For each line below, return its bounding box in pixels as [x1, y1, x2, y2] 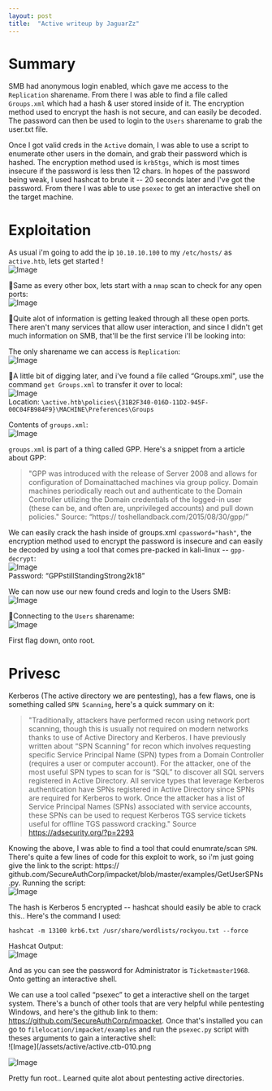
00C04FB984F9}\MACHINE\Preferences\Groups [8, 406, 154, 414]
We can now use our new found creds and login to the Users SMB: [8, 587, 231, 596]
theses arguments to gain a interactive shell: [8, 1033, 157, 1043]
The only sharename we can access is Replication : [8, 347, 181, 356]
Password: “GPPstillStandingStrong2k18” [8, 571, 145, 581]
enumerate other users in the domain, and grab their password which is [8, 149, 248, 159]
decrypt [8, 555, 35, 564]
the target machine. [8, 192, 75, 202]
